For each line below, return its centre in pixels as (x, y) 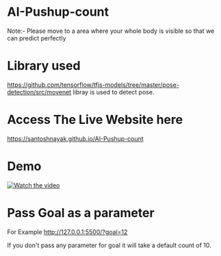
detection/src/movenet (39, 92)
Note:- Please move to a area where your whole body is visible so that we (111, 31)
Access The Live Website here (95, 120)
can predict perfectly (37, 38)
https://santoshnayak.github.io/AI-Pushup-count (75, 138)
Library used (44, 66)
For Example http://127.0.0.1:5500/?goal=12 (67, 232)
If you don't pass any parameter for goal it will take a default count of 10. (109, 245)
